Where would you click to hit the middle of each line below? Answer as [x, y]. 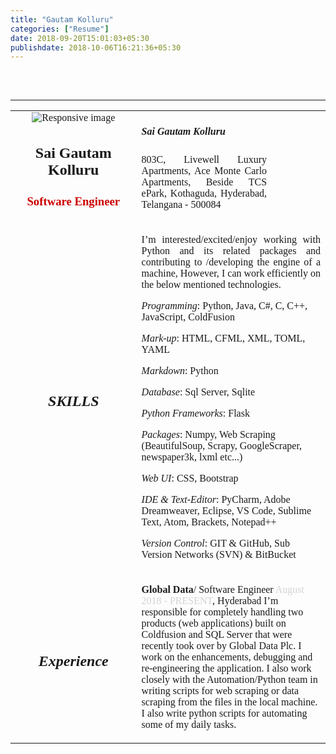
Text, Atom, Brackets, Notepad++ [209, 522]
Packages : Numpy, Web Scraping [208, 434]
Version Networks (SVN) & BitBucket [219, 554]
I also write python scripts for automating [224, 713]
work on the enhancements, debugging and [227, 657]
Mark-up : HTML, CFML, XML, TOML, [223, 338]
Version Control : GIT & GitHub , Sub [215, 543]
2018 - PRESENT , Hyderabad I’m [210, 600]
